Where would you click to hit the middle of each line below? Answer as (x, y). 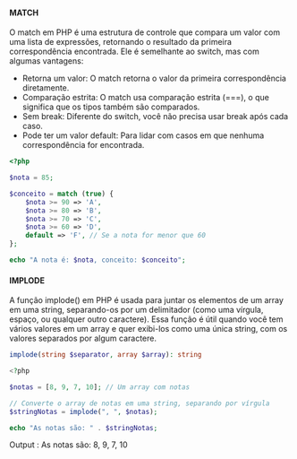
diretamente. (46, 88)
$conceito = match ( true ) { (62, 194)
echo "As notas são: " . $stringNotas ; (84, 428)
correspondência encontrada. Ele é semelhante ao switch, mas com (134, 52)
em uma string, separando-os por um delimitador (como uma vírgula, (136, 310)
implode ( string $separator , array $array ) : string (106, 355)
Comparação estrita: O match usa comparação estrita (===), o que (146, 98)
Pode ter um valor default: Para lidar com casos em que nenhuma (143, 135)
